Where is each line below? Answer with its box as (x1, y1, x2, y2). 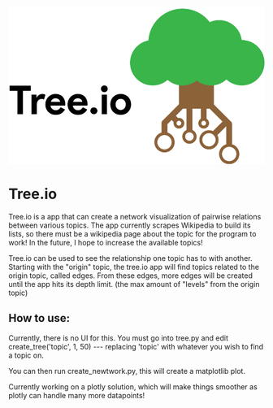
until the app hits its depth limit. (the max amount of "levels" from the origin (8, 280, 260, 289)
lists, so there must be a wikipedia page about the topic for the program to (8, 229, 257, 238)
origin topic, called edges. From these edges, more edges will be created (8, 271, 253, 280)
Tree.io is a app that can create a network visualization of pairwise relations (8, 212, 262, 221)
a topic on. (8, 350, 45, 360)
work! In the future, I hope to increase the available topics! (8, 238, 203, 247)
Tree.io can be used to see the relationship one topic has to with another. (8, 254, 253, 263)
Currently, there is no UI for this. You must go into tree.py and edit (8, 332, 229, 343)
